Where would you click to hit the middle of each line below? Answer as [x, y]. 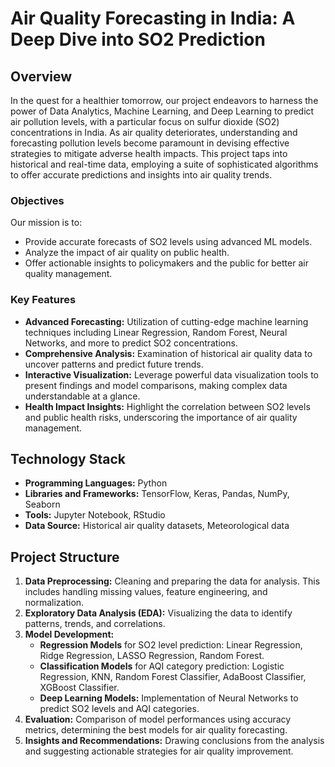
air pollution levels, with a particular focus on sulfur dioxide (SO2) [145, 121]
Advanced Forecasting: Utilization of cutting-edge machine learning [166, 321]
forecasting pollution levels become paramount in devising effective [150, 143]
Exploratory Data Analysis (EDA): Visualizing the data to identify [158, 613]
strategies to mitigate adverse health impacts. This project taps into [149, 153]
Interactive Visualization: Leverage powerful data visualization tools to [172, 374]
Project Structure [65, 557]
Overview [41, 76]
